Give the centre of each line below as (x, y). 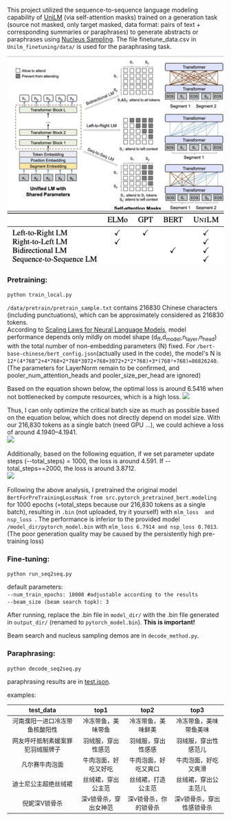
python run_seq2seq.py (40, 574)
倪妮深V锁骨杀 (43, 803)
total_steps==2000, (35, 468)
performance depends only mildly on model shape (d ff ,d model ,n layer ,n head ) (112, 338)
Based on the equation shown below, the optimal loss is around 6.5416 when (115, 388)
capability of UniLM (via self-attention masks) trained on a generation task (112, 17)
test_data (42, 710)
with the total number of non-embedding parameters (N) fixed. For (101, 346)
